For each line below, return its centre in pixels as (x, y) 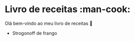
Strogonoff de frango (35, 33)
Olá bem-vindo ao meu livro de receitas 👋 (49, 23)
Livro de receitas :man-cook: (67, 9)
